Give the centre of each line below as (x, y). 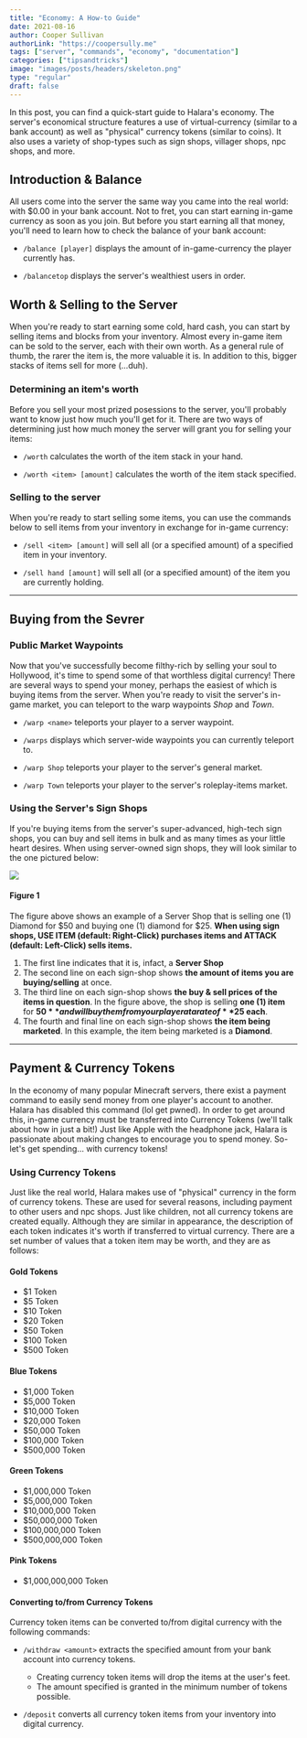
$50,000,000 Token (60, 1520)
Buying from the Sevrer (77, 620)
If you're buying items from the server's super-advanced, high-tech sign (146, 828)
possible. (53, 1697)
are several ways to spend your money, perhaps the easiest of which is (143, 685)
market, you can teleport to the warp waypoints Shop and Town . (153, 704)
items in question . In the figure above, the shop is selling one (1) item (154, 1002)
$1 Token (40, 1292)
